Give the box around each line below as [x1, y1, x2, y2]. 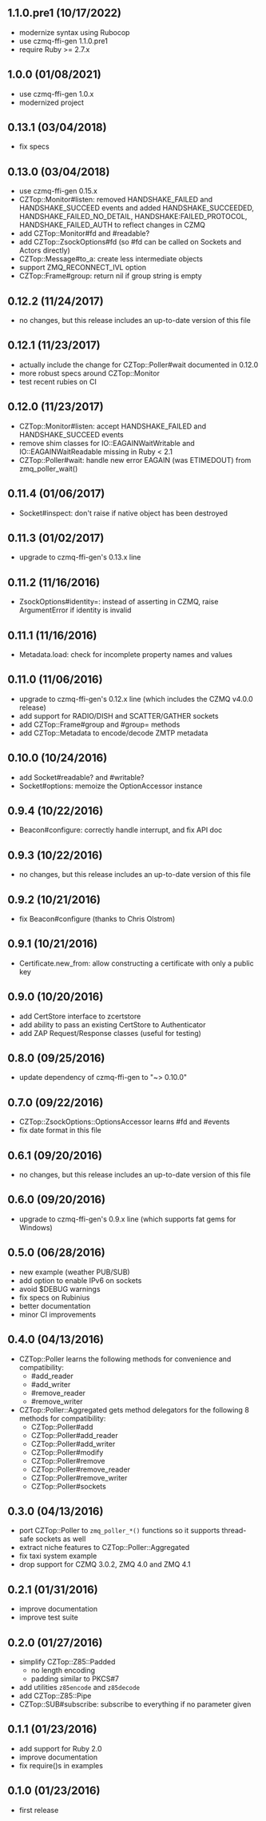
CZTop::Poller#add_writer [30, 1439, 116, 1448]
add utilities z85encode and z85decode [18, 1682, 141, 1691]
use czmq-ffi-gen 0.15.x [18, 186, 97, 196]
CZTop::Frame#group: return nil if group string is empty [18, 271, 202, 281]
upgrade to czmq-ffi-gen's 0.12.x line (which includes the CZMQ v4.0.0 [18, 694, 253, 703]
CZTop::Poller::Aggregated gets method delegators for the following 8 [18, 1405, 249, 1414]
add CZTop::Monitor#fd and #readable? [18, 229, 150, 238]
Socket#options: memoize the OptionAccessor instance [18, 781, 203, 791]
